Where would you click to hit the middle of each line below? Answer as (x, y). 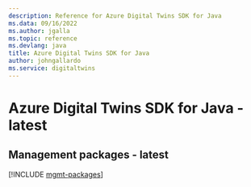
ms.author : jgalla (39, 31)
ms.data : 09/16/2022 (43, 23)
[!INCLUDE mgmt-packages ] (56, 174)
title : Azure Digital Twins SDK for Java (79, 53)
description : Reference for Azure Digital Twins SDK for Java (115, 16)
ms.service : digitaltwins (52, 69)
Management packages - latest (89, 155)
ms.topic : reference (43, 38)
